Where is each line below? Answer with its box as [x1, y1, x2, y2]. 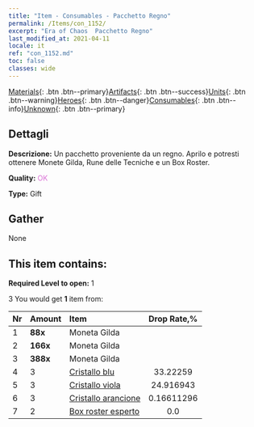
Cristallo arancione [69, 393, 141, 404]
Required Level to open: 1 [8, 278, 94, 288]
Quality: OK [8, 173, 48, 183]
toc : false [8, 57, 45, 66]
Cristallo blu [69, 366, 115, 378]
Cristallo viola [69, 379, 121, 391]
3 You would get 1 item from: [8, 294, 103, 304]
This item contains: [8, 256, 107, 271]
